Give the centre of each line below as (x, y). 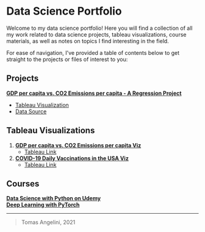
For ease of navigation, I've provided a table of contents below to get (93, 52)
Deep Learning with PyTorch (43, 205)
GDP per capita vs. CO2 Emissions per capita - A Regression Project (94, 93)
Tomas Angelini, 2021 (48, 222)
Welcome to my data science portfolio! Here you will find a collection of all (99, 28)
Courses (23, 184)
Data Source (31, 111)
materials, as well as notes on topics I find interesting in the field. (88, 41)
